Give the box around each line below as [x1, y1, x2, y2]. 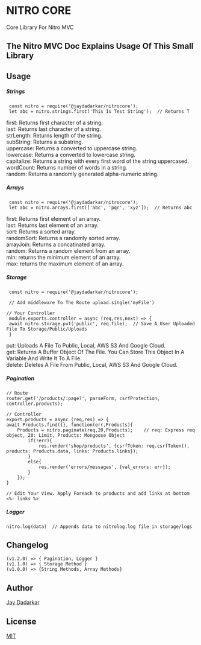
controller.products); [6, 401, 63, 407]
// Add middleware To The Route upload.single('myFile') [8, 299, 155, 305]
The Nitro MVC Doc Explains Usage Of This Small [6, 41, 194, 51]
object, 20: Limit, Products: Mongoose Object [6, 432, 125, 438]
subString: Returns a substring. [6, 138, 84, 145]
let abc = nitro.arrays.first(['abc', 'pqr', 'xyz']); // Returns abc [8, 205, 193, 211]
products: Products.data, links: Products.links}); [6, 448, 138, 454]
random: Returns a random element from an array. [6, 247, 131, 254]
